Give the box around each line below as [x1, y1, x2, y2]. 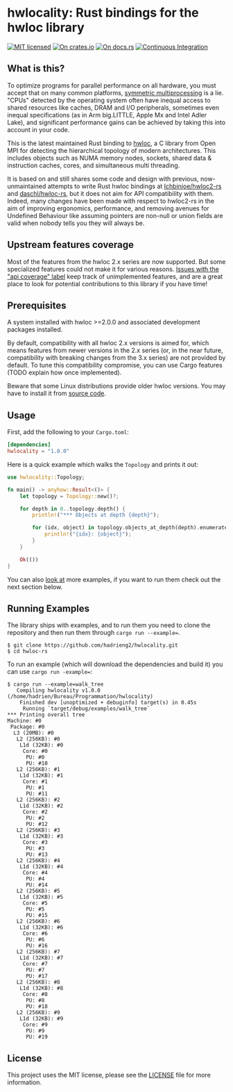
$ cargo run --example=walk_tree [7, 681, 104, 688]
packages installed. [7, 325, 63, 334]
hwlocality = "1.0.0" [7, 448, 70, 455]
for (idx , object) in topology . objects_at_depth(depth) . [32, 524, 200, 531]
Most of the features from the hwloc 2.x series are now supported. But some [7, 257, 226, 265]
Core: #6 [22, 930, 49, 937]
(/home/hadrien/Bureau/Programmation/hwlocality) [7, 693, 154, 700]
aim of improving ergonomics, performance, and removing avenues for [7, 204, 209, 213]
